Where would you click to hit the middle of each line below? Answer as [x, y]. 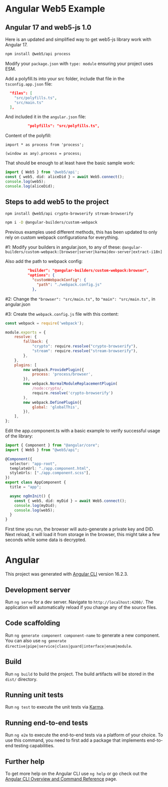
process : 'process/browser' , [62, 374]
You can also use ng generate [36, 640]
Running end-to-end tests [47, 723]
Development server [38, 590]
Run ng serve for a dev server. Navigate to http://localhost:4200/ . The [79, 602]
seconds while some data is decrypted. [46, 540]
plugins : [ [26, 365]
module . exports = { [26, 332]
